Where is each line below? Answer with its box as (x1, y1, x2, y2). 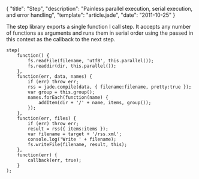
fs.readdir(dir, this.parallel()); (28, 63, 117, 69)
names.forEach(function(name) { (28, 95, 109, 101)
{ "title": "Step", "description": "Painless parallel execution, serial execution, (6, 5, 193, 12)
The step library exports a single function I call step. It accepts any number (6, 23, 191, 30)
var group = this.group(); (28, 89, 95, 95)
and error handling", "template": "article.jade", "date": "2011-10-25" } (6, 11, 176, 19)
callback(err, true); (28, 157, 82, 163)
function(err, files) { (17, 116, 77, 122)
